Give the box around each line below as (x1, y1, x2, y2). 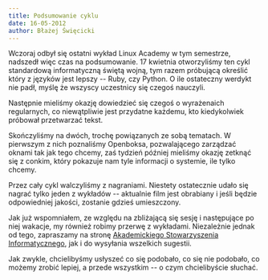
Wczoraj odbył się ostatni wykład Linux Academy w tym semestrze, (8, 49, 231, 59)
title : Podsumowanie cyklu (8, 11, 99, 20)
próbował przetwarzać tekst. (8, 116, 104, 125)
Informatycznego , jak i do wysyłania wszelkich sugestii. (8, 238, 193, 249)
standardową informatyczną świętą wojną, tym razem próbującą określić (8, 66, 249, 75)
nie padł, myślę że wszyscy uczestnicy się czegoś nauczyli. (8, 83, 206, 92)
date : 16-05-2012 (8, 19, 67, 27)
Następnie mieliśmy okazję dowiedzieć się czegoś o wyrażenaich (8, 98, 225, 108)
